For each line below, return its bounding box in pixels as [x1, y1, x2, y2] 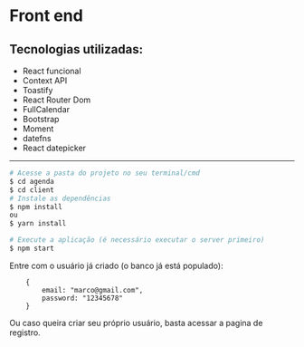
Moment [22, 123, 54, 134]
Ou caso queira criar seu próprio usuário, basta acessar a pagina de [9, 317, 263, 328]
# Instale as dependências [9, 194, 111, 203]
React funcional [22, 65, 81, 76]
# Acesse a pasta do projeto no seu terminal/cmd [9, 169, 201, 178]
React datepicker [22, 142, 87, 153]
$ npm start [9, 244, 54, 253]
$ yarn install [9, 219, 67, 228]
